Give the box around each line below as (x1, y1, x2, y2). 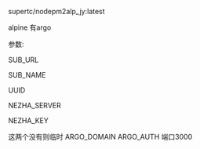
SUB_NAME (8, 71, 46, 79)
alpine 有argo (8, 23, 52, 32)
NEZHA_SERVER (8, 101, 61, 110)
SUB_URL (8, 55, 39, 64)
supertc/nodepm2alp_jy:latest (8, 7, 105, 16)
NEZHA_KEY (8, 116, 49, 125)
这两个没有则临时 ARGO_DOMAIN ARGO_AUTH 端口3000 (8, 133, 193, 141)
